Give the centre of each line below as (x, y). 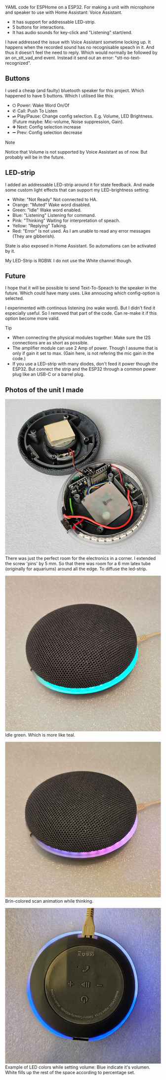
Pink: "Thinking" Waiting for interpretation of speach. (66, 220)
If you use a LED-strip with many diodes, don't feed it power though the (85, 364)
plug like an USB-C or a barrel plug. (48, 374)
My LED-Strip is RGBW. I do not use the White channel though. (69, 260)
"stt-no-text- (128, 58)
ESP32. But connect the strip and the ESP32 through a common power (84, 369)
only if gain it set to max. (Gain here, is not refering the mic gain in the (83, 353)
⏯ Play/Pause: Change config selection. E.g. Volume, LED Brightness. (83, 116)
